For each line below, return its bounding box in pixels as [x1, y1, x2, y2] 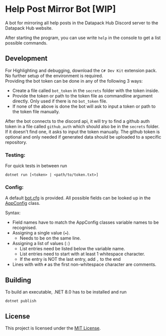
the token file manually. [12, 108, 60, 114]
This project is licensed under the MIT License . [5, 325, 101, 331]
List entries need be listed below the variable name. [19, 246, 125, 252]
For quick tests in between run [5, 163, 67, 169]
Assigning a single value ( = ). [12, 230, 70, 236]
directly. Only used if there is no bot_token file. [12, 98, 108, 104]
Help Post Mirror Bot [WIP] [5, 3, 116, 15]
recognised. [12, 225, 37, 231]
